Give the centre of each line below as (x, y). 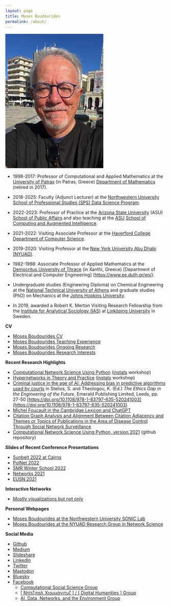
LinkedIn (22, 560)
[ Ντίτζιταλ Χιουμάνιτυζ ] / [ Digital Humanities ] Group (78, 593)
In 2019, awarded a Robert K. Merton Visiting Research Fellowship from (88, 306)
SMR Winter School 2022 (39, 468)
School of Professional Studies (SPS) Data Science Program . (76, 203)
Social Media (19, 534)
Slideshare (24, 555)
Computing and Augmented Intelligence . (55, 223)
